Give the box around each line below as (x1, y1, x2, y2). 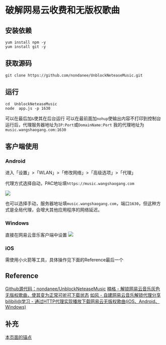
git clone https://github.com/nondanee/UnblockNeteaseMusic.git (5, 73, 143, 78)
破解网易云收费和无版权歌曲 (5, 5, 120, 16)
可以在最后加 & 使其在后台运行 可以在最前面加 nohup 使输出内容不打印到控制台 (5, 115, 161, 121)
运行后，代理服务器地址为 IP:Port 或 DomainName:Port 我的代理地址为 (5, 121, 144, 127)
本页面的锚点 (5, 334, 32, 340)
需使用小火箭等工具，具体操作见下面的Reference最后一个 (5, 256, 124, 262)
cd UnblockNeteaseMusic (5, 101, 57, 106)
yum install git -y (5, 44, 46, 49)
